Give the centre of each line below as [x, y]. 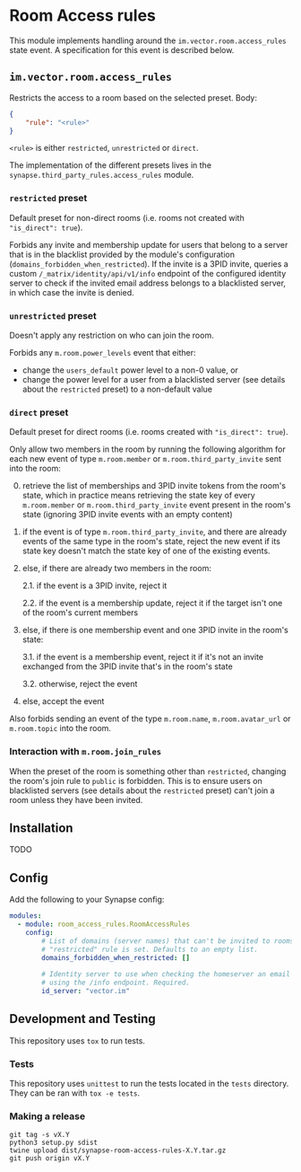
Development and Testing [83, 1019]
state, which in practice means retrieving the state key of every [138, 496]
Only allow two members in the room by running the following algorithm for [147, 449]
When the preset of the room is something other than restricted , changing [148, 771]
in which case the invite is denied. [72, 292]
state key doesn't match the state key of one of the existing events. [146, 551]
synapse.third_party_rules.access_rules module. [102, 175]
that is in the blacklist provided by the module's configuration [122, 254]
